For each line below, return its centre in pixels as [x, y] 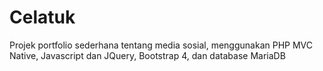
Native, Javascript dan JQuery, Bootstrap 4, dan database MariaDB [147, 55]
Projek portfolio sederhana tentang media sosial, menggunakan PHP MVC [161, 45]
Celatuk [42, 17]
